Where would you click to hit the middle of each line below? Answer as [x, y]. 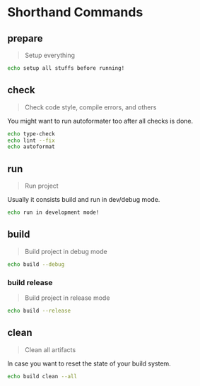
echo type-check [31, 134]
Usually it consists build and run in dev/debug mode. [84, 200]
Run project [41, 186]
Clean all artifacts [50, 349]
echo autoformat [31, 147]
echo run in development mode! [53, 212]
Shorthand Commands [75, 12]
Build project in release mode [67, 298]
